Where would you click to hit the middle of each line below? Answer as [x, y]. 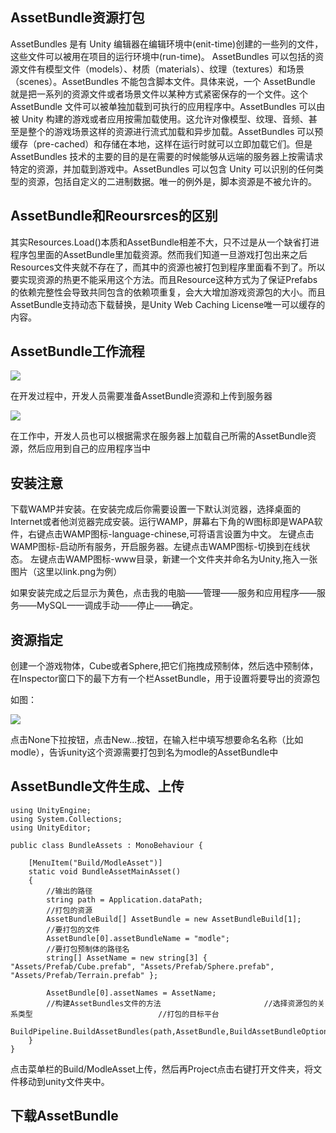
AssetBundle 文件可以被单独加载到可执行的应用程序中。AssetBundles [153, 106]
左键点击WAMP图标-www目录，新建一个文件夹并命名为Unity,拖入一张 [173, 559]
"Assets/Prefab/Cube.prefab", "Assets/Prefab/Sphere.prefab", [142, 966]
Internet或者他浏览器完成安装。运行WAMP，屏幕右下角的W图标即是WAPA [162, 522]
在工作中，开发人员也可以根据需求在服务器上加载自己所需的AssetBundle [159, 436]
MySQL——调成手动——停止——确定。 [117, 605]
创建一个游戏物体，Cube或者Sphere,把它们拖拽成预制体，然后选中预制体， [164, 666]
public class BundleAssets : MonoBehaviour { [106, 845]
